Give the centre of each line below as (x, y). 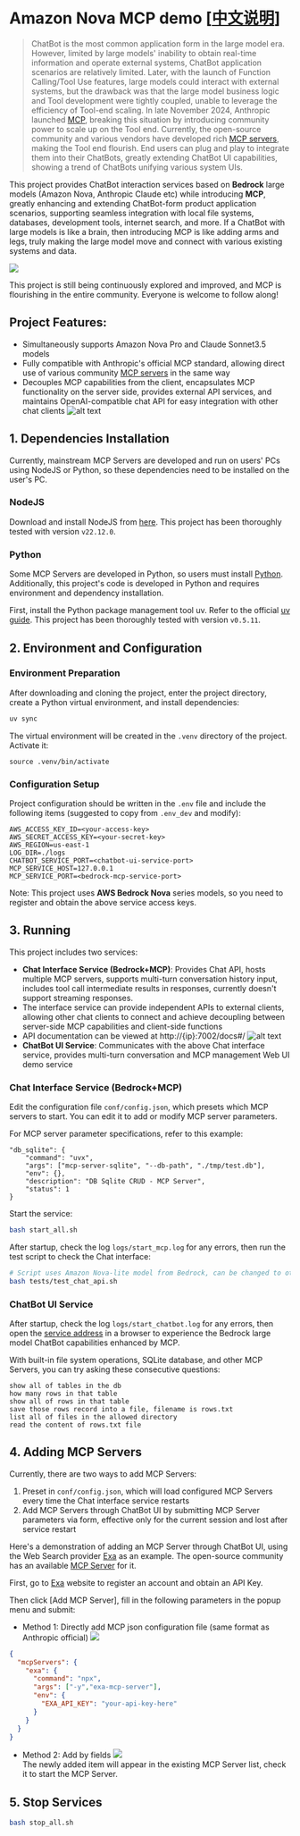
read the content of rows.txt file (75, 1425)
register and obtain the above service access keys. (103, 903)
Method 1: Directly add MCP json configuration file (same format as (146, 1627)
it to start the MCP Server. (70, 1774)
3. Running (40, 931)
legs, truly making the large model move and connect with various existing (146, 241)
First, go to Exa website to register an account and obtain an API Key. (136, 1582)
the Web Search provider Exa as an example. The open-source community (146, 1555)
